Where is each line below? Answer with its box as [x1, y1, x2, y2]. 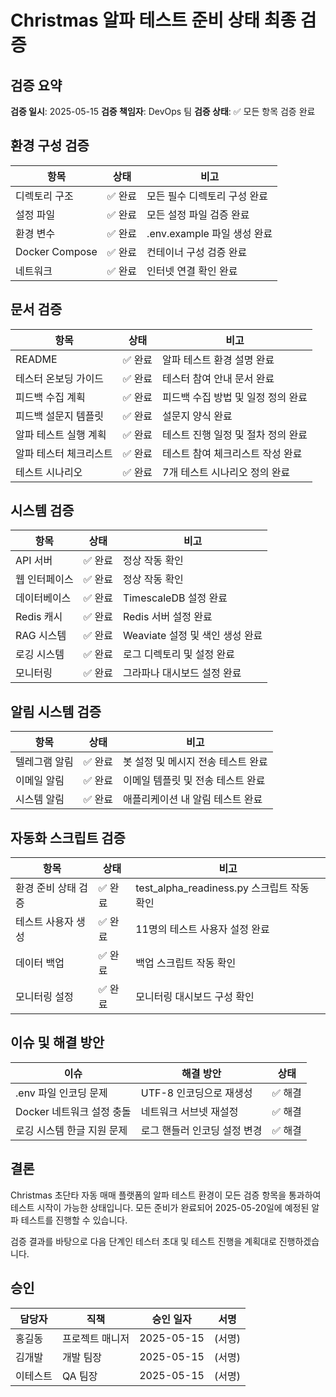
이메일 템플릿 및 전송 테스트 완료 [122, 774, 266, 788]
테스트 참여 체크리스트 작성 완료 [162, 446, 303, 460]
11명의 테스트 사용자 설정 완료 [135, 922, 270, 936]
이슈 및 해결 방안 [10, 1034, 105, 1051]
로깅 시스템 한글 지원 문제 [15, 1123, 128, 1137]
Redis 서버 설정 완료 [122, 610, 213, 624]
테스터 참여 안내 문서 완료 [162, 371, 275, 385]
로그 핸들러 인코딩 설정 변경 [140, 1123, 263, 1137]
